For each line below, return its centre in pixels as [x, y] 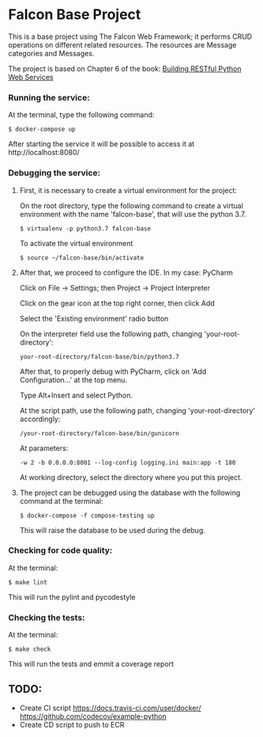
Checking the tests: [47, 617]
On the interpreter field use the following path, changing [111, 333]
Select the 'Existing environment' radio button [94, 318]
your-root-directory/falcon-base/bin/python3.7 [99, 357]
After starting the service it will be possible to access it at [101, 144]
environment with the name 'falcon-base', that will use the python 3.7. [133, 214]
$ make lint [28, 582]
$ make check [30, 650]
